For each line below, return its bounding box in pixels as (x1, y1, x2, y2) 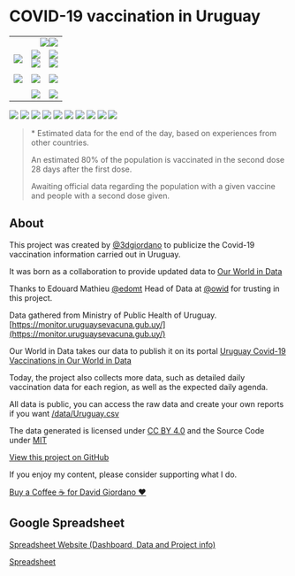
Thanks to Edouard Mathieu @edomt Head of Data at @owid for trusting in (9, 283, 280, 294)
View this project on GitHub (9, 451, 110, 462)
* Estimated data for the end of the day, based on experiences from (30, 127, 276, 138)
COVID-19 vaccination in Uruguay (9, 6, 261, 27)
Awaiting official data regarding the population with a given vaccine (30, 180, 276, 191)
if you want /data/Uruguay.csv (9, 408, 119, 419)
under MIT (9, 434, 47, 445)
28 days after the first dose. (30, 164, 132, 174)
